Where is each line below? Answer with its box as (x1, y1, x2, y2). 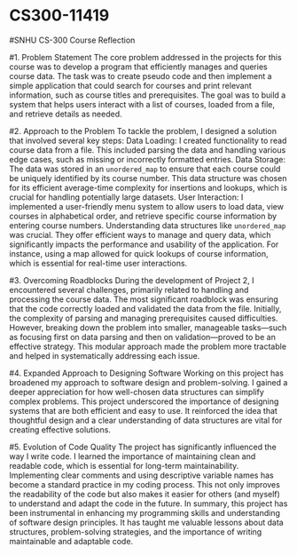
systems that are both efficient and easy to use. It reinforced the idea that (9, 405, 277, 416)
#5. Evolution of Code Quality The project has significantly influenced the (9, 441, 277, 452)
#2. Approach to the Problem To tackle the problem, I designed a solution (9, 125, 277, 136)
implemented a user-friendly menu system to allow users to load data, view (9, 201, 284, 211)
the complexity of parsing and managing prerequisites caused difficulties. (9, 313, 278, 323)
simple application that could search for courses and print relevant (9, 80, 253, 91)
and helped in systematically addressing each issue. (9, 350, 200, 361)
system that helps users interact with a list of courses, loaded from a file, (9, 99, 276, 109)
